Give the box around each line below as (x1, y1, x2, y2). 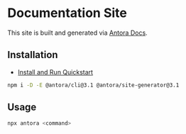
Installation (7, 49, 58, 61)
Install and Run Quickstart (17, 67, 94, 76)
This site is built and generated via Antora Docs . (7, 28, 148, 37)
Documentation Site (7, 5, 128, 21)
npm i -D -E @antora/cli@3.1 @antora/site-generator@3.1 (7, 82, 180, 89)
